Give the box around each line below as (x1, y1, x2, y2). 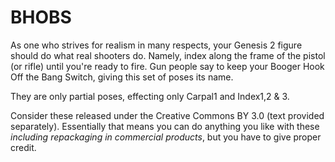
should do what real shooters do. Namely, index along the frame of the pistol (10, 49, 326, 61)
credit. (10, 141, 37, 153)
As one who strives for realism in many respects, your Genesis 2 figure (10, 39, 303, 51)
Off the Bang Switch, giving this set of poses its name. (10, 71, 234, 83)
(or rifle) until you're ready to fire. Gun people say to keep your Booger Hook (10, 60, 325, 72)
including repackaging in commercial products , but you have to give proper (10, 131, 322, 143)
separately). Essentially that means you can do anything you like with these (10, 120, 320, 132)
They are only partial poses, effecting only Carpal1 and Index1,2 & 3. (10, 90, 290, 102)
